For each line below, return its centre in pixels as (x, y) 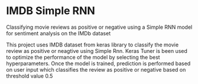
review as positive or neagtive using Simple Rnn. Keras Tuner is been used (97, 51)
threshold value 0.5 (30, 76)
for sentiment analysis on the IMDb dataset (59, 33)
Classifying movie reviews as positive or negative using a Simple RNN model (99, 27)
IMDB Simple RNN (51, 11)
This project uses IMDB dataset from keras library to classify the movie (92, 45)
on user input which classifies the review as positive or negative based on (96, 69)
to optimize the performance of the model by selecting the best (83, 57)
